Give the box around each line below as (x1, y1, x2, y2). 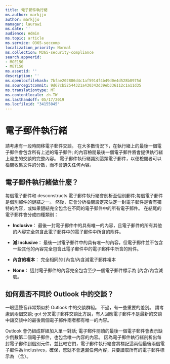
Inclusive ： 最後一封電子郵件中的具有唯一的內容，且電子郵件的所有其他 (12, 222, 162, 228)
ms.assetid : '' (5, 69, 37, 74)
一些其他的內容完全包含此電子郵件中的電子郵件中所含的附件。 (12, 245, 142, 251)
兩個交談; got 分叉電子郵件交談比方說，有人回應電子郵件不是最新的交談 (14, 310, 162, 317)
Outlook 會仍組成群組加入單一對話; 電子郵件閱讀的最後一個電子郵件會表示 (5, 327, 158, 334)
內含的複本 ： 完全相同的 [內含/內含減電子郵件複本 (12, 257, 116, 263)
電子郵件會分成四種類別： (5, 211, 59, 217)
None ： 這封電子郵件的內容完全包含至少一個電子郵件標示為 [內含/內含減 (12, 267, 163, 273)
